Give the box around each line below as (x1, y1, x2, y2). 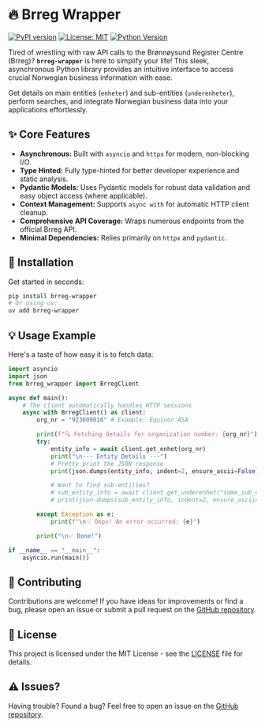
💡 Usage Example (8, 328, 96, 342)
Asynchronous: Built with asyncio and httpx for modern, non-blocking (19, 149, 250, 158)
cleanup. (19, 207, 49, 217)
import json (8, 372, 47, 381)
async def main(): (8, 394, 69, 402)
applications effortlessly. (8, 104, 88, 114)
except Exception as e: (36, 510, 114, 518)
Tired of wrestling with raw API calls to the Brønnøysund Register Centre (8, 47, 244, 57)
